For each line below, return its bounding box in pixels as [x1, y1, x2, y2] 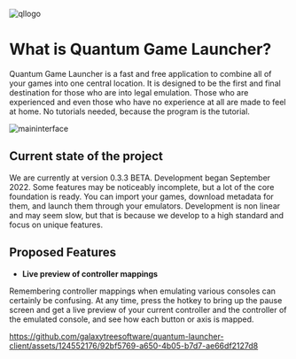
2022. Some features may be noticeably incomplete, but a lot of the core [9, 181, 275, 192]
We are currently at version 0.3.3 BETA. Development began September [9, 172, 271, 183]
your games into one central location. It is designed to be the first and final [9, 78, 281, 88]
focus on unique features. [9, 219, 104, 230]
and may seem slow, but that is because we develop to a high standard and [9, 210, 284, 220]
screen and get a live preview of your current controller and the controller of [9, 304, 287, 315]
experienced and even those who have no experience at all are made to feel [9, 96, 286, 107]
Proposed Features [9, 245, 117, 260]
